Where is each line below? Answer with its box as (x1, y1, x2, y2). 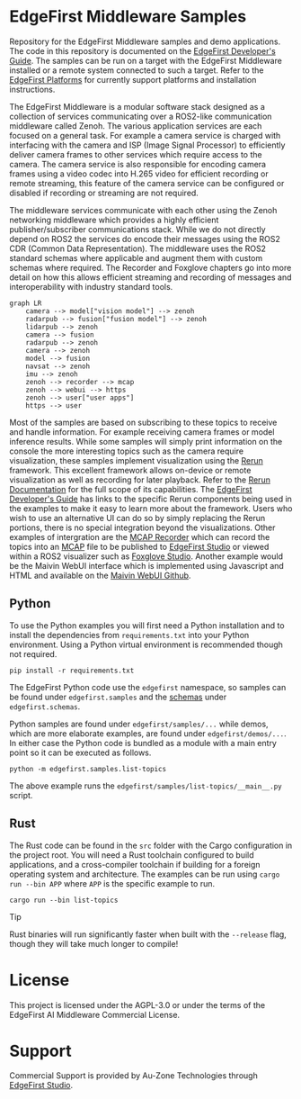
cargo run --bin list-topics (9, 896, 119, 905)
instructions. (9, 84, 56, 95)
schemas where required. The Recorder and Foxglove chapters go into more (9, 262, 292, 273)
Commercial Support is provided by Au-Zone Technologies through (9, 1070, 258, 1081)
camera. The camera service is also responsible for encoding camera (9, 158, 267, 169)
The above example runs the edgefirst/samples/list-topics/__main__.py (9, 780, 282, 791)
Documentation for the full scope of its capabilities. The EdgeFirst (9, 483, 253, 494)
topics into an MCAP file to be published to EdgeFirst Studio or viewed (9, 541, 270, 552)
